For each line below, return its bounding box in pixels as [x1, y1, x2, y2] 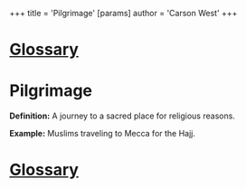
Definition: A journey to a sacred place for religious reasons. [9, 110, 235, 121]
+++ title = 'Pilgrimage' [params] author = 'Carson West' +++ [9, 8, 238, 18]
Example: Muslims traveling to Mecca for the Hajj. [9, 128, 196, 139]
